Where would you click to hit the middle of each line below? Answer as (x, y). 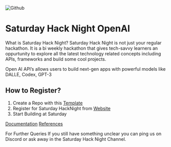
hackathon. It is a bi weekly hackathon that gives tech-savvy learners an (82, 48)
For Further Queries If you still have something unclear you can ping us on (83, 134)
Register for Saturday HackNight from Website (62, 108)
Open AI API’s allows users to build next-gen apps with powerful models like (85, 69)
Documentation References (34, 123)
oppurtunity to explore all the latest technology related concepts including (83, 53)
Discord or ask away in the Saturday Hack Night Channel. (66, 139)
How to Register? (33, 90)
